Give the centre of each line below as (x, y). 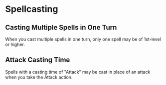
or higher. (15, 44)
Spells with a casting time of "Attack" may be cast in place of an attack (78, 72)
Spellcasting (32, 9)
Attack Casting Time (38, 60)
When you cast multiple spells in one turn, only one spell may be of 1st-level (83, 39)
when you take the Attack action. (39, 77)
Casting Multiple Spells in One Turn (61, 27)
